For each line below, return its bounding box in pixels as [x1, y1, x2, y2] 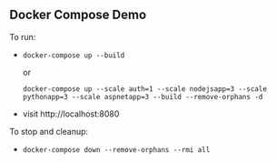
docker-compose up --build [22, 50, 125, 60]
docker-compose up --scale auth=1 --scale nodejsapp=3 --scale [22, 84, 268, 94]
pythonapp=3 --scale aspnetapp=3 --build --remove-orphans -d [22, 92, 263, 101]
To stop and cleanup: [9, 126, 89, 137]
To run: [9, 31, 36, 42]
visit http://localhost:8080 [22, 108, 120, 119]
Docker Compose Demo [9, 7, 147, 23]
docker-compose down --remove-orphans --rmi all [22, 145, 211, 154]
